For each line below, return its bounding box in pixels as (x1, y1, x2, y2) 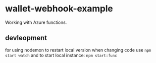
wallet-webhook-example (5, 3, 113, 14)
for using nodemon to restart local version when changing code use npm (5, 47, 152, 53)
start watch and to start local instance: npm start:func (5, 52, 117, 58)
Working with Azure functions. (5, 19, 67, 25)
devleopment (5, 34, 47, 42)
